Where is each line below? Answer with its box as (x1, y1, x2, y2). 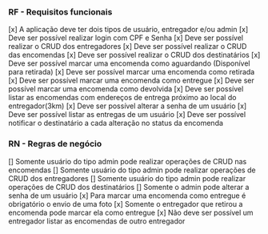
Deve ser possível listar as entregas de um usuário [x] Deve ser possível (8, 110, 246, 119)
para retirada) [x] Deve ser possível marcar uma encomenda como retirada (8, 67, 255, 77)
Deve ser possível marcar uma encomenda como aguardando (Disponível (8, 58, 250, 68)
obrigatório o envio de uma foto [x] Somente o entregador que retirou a (8, 199, 243, 208)
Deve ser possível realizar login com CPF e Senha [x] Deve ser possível (8, 33, 244, 42)
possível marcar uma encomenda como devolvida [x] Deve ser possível (8, 84, 244, 94)
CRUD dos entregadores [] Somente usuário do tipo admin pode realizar (8, 173, 246, 183)
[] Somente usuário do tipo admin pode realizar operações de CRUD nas (8, 156, 247, 166)
